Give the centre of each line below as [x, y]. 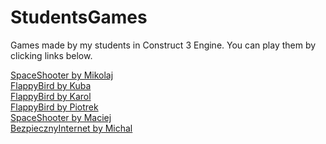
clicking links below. [51, 55]
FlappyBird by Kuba [51, 85]
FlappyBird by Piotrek [54, 107]
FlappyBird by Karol [51, 96]
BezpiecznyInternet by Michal [71, 128]
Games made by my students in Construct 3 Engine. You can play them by [163, 45]
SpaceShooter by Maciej [61, 117]
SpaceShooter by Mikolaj [62, 75]
